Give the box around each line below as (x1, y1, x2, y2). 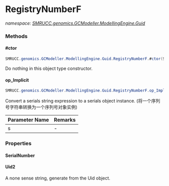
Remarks (53, 117, 76, 124)
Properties (5, 140, 32, 147)
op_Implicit (5, 77, 29, 83)
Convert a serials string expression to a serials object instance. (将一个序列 (5, 98, 160, 104)
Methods (5, 33, 28, 40)
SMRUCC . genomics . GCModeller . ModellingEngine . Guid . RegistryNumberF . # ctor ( (5, 56, 163, 61)
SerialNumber (5, 152, 35, 158)
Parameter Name (8, 117, 49, 124)
